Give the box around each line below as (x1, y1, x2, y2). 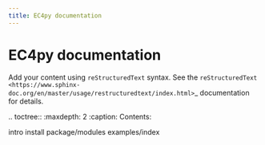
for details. (8, 96, 44, 106)
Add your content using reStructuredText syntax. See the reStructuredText (8, 72, 258, 82)
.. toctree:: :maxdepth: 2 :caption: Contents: (8, 112, 152, 121)
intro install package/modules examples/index (8, 127, 160, 136)
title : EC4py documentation (8, 11, 102, 20)
